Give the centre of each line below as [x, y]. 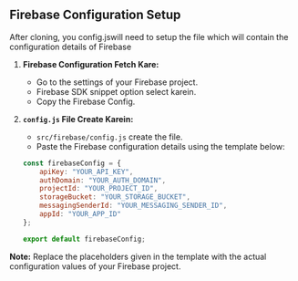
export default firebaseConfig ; [84, 239]
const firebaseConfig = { [72, 163]
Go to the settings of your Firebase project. [117, 82]
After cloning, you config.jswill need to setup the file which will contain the [149, 36]
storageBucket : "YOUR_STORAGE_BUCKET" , [115, 197]
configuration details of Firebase [71, 47]
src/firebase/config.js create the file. [109, 137]
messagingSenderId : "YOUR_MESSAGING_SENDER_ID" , [134, 206]
